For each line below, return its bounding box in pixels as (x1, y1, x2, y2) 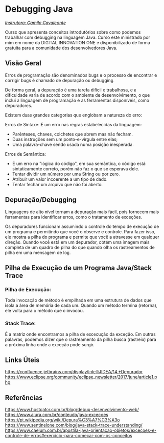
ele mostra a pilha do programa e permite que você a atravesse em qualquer (5, 234, 160, 240)
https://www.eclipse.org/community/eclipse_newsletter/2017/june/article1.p (5, 374, 158, 380)
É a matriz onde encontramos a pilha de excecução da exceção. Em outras (5, 331, 156, 337)
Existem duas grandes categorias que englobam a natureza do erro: (5, 112, 142, 118)
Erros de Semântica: (5, 151, 46, 157)
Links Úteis (5, 356, 40, 364)
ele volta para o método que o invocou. (5, 308, 84, 314)
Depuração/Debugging (5, 195, 77, 204)
